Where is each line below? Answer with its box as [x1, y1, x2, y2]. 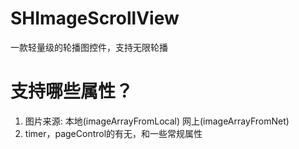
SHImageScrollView [10, 7, 180, 30]
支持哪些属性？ [10, 80, 134, 103]
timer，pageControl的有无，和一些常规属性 [24, 127, 203, 139]
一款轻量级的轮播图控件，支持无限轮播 [10, 41, 168, 53]
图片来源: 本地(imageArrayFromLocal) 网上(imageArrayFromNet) [24, 115, 290, 127]
